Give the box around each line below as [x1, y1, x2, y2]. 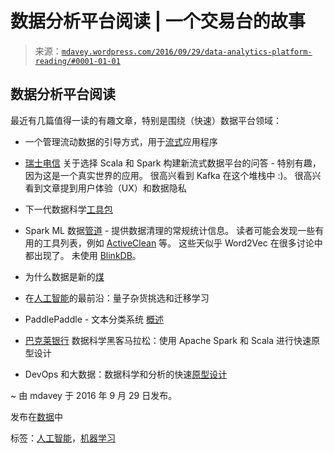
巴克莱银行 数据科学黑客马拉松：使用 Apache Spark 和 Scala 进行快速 [24, 334, 312, 346]
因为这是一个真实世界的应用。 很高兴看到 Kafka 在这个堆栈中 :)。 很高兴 [24, 169, 322, 181]
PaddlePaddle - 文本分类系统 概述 [24, 313, 165, 325]
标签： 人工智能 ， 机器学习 [10, 432, 116, 444]
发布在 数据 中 [10, 410, 63, 422]
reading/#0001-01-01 [34, 56, 121, 66]
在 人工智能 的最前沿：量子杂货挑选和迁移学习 [24, 292, 210, 304]
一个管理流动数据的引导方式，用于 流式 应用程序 [24, 135, 218, 147]
